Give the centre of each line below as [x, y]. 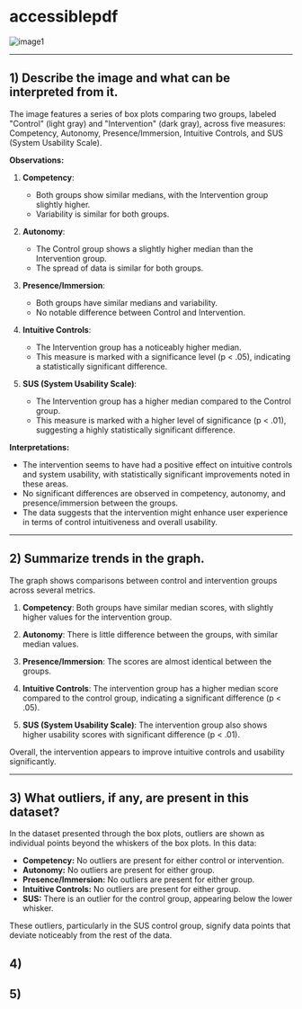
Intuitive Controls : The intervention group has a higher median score [150, 688]
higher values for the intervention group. [97, 617]
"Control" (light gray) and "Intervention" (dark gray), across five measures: [147, 123]
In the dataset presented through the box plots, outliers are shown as [137, 834]
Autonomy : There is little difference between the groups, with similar [150, 634]
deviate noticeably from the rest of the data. [91, 935]
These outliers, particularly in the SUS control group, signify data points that [150, 926]
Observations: [37, 160]
